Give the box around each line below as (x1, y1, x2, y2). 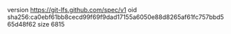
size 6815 (37, 20, 65, 28)
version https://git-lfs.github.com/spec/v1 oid (7, 6, 137, 14)
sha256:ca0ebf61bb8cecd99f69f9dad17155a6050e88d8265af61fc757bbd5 (7, 13, 225, 21)
